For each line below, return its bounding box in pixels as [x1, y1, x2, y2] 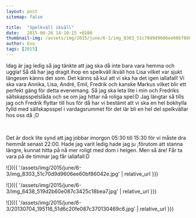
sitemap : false [6, 14, 43, 20]
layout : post [6, 8, 38, 15]
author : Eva [6, 41, 35, 47]
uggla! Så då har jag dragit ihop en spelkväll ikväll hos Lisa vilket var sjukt [6, 68, 183, 75]
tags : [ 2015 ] [6, 46, 38, 52]
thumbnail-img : [6, 36, 43, 41]
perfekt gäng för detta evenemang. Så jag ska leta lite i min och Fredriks [6, 87, 179, 94]
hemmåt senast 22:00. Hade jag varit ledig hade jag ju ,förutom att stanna [6, 140, 183, 147]
